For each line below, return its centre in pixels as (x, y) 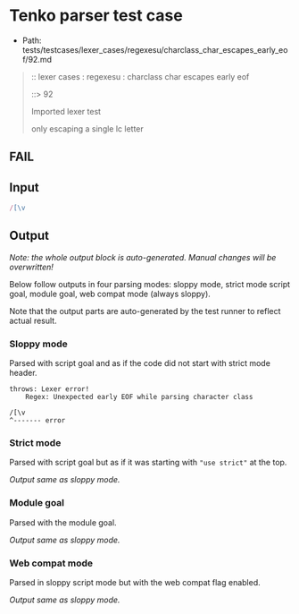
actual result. (33, 320)
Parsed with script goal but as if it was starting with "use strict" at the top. (148, 463)
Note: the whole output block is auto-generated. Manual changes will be (143, 257)
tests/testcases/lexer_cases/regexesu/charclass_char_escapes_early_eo (155, 49)
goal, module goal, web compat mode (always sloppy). (110, 294)
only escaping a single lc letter (87, 128)
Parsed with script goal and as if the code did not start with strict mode (140, 363)
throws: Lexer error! (50, 389)
